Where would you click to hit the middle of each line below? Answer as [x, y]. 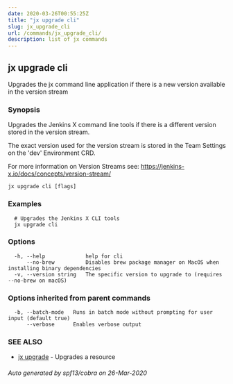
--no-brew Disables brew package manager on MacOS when [122, 262]
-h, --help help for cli [69, 256]
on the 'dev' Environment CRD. [52, 153]
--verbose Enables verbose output [84, 325]
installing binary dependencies [54, 268]
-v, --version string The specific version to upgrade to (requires [118, 274]
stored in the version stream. [49, 132]
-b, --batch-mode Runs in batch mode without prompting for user [114, 312]
